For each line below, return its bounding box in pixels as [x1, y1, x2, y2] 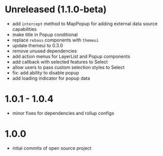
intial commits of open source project [12, 145, 92, 151]
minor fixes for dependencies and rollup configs [12, 110, 114, 116]
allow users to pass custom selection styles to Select [12, 64, 124, 70]
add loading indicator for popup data [12, 75, 90, 81]
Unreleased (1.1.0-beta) [5, 4, 107, 15]
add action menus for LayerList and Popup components [12, 53, 131, 60]
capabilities [12, 26, 37, 32]
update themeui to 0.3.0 [12, 42, 63, 48]
